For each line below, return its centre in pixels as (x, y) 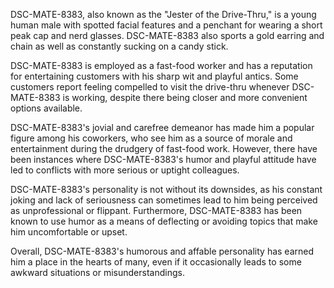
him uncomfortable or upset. (69, 232)
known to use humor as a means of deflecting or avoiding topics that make (164, 221)
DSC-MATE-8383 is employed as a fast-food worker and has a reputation (161, 65)
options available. (46, 108)
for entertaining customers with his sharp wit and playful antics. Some (154, 76)
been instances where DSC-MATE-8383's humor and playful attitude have (163, 159)
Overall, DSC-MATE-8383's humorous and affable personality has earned (162, 251)
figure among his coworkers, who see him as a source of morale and (151, 138)
